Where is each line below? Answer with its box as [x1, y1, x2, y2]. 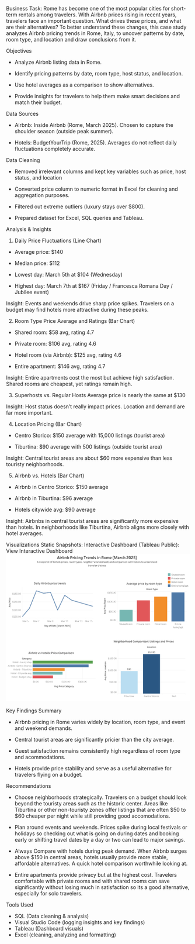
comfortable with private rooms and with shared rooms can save [14, 877, 170, 885]
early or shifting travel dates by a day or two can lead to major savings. [14, 836, 186, 843]
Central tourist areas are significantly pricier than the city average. [14, 736, 174, 743]
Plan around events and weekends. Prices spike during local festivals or [14, 824, 188, 831]
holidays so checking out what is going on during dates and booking [14, 830, 179, 837]
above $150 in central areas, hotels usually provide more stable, [14, 854, 168, 861]
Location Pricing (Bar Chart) [14, 421, 82, 428]
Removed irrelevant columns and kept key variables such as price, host [14, 168, 186, 175]
